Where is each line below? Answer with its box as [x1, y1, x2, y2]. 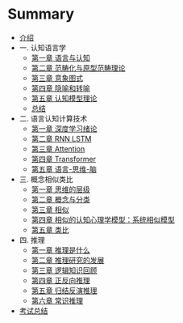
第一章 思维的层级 [31, 184, 90, 194]
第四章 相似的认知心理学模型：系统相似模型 [31, 215, 175, 224]
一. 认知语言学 [19, 42, 66, 53]
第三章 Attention [31, 143, 85, 154]
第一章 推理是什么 [31, 244, 90, 255]
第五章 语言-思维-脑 [31, 164, 98, 174]
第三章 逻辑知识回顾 [31, 265, 98, 275]
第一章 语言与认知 [31, 53, 90, 62]
